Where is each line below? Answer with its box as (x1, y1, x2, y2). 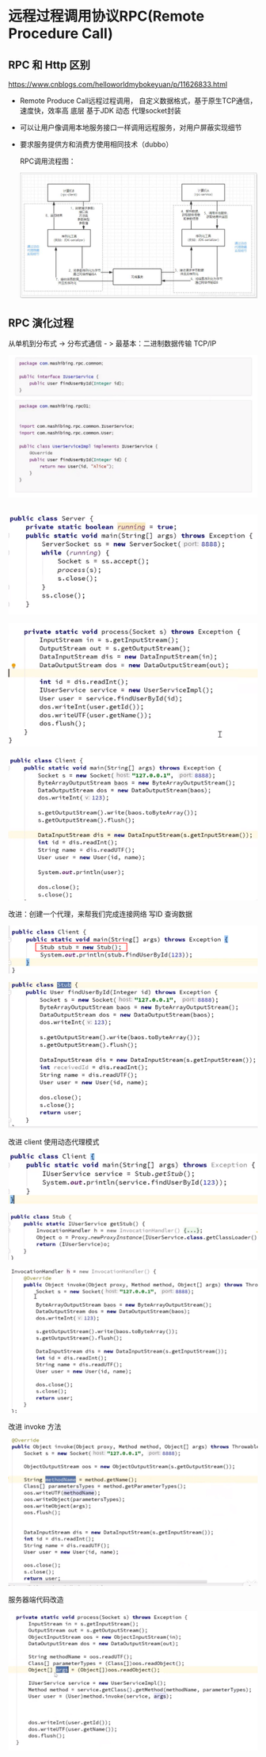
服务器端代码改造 (8, 1595, 64, 1604)
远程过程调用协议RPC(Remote (8, 7, 204, 25)
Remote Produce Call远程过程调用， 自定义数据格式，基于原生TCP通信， (19, 96, 257, 105)
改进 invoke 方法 (8, 1422, 62, 1431)
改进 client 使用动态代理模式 (8, 1137, 100, 1147)
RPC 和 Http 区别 (8, 58, 91, 71)
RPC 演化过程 (8, 316, 74, 330)
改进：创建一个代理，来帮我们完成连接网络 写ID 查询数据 (8, 909, 192, 919)
